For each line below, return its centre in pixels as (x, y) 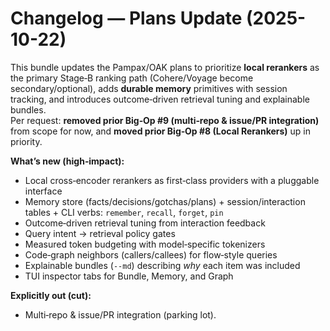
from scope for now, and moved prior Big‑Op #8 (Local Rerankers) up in (160, 131)
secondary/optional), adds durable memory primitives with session (149, 88)
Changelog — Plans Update (126, 18)
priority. (26, 141)
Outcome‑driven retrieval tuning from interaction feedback (145, 223)
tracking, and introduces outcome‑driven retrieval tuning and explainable (160, 99)
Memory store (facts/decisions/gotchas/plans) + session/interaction (165, 201)
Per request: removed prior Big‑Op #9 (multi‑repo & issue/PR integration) (165, 120)
